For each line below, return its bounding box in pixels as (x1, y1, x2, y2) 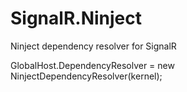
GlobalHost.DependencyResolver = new (10, 59, 175, 71)
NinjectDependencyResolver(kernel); (10, 70, 163, 82)
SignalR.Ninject (10, 7, 142, 30)
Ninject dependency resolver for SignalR (10, 40, 177, 52)
